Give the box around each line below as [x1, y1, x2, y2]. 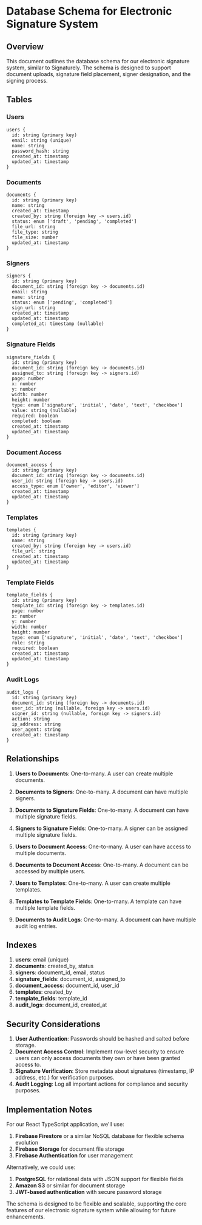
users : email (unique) [15, 956, 69, 963]
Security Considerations [6, 1019, 101, 1029]
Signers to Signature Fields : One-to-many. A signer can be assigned [15, 825, 188, 832]
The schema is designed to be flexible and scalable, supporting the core [6, 1200, 187, 1207]
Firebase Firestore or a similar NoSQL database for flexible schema [15, 1133, 184, 1140]
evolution [15, 1139, 38, 1146]
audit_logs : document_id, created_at [15, 1001, 107, 1008]
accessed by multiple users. [15, 867, 86, 874]
